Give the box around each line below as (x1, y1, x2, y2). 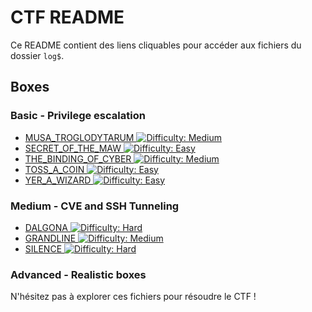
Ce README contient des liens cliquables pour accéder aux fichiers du (10, 39, 302, 51)
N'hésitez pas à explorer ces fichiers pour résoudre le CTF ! (10, 291, 257, 303)
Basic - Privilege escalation (10, 109, 146, 123)
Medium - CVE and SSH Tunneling (10, 199, 180, 213)
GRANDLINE (24, 232, 77, 244)
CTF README (10, 6, 125, 29)
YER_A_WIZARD (24, 174, 92, 186)
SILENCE (24, 242, 63, 255)
